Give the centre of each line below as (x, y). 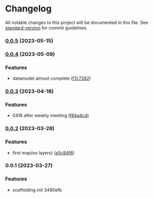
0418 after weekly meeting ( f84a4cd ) (51, 116)
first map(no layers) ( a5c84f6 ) (43, 153)
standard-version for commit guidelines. (46, 27)
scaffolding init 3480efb (37, 190)
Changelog (28, 9)
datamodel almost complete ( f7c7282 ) (52, 78)
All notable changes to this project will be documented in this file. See (77, 22)
